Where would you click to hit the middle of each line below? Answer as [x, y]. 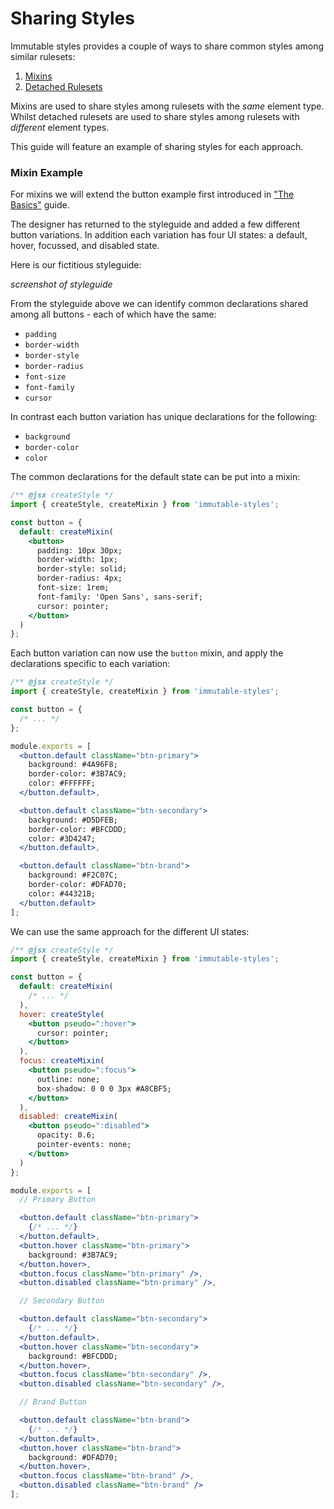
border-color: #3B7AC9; [78, 774]
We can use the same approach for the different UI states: [130, 931]
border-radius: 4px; [79, 578]
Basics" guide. [40, 205]
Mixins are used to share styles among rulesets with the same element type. [167, 106]
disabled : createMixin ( [68, 1117]
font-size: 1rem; [73, 588]
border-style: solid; [82, 569]
